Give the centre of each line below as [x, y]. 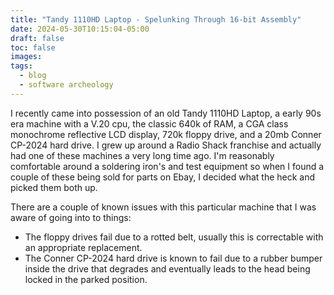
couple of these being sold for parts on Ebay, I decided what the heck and [163, 177]
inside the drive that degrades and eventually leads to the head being [167, 268]
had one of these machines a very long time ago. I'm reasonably [142, 155]
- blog [33, 76]
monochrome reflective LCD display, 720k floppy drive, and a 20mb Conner [166, 134]
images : [26, 57]
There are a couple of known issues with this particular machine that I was [163, 207]
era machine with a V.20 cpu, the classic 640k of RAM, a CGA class [149, 123]
